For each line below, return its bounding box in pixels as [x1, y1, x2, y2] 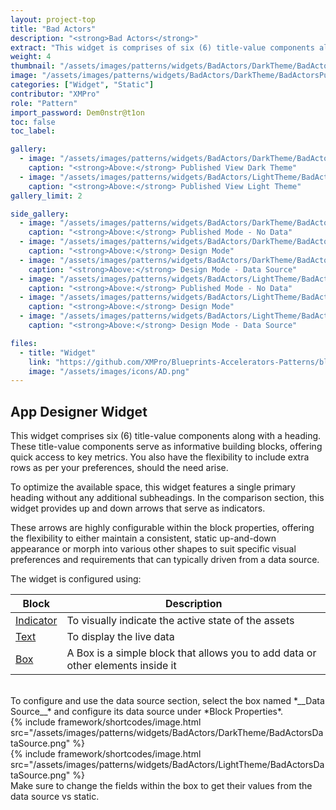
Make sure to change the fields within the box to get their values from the [10, 780, 313, 792]
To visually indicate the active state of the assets [66, 614, 295, 628]
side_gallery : [10, 209, 70, 219]
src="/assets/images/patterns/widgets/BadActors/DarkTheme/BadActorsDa [10, 727, 324, 739]
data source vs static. [10, 791, 100, 803]
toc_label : [10, 126, 56, 136]
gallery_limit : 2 [10, 191, 83, 201]
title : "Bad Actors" [10, 24, 97, 34]
